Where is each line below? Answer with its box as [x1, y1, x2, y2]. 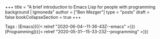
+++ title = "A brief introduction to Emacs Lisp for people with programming [5, 4, 156, 10]
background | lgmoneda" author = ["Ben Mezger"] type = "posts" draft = [5, 9, 150, 15]
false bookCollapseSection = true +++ [5, 14, 81, 20]
